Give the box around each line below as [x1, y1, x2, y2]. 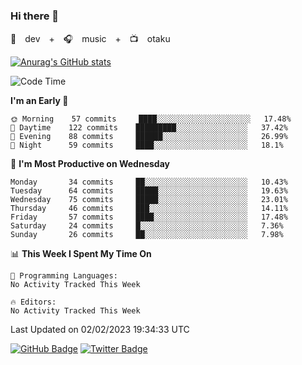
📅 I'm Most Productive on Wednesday [10, 158, 170, 170]
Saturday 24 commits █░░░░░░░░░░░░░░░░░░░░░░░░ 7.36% [10, 221, 284, 231]
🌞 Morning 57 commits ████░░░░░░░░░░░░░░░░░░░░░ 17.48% [10, 114, 292, 124]
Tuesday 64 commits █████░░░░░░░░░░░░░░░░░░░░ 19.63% [10, 186, 288, 196]
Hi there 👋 [10, 9, 60, 23]
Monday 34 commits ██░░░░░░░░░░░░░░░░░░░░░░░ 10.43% [10, 177, 288, 188]
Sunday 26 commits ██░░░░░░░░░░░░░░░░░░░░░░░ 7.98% [10, 230, 284, 240]
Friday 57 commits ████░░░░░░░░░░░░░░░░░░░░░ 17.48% [10, 212, 288, 223]
